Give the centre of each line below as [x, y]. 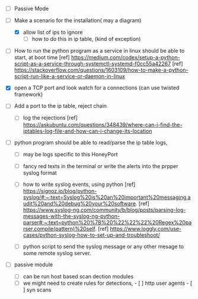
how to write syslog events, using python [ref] [79, 184]
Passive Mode [31, 9]
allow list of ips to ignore [53, 33]
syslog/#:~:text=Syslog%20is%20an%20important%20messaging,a [107, 197]
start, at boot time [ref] [42, 57]
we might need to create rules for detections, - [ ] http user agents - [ [108, 283]
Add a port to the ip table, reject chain [60, 106]
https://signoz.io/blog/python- [60, 191]
